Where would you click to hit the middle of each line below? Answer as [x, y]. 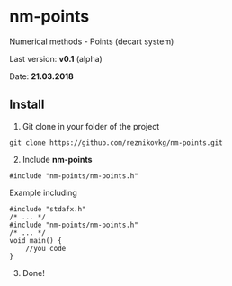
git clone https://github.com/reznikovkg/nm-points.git [116, 143]
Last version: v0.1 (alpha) [56, 58]
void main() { [36, 240]
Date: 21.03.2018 [41, 76]
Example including [44, 192]
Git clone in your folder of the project [91, 126]
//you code [46, 248]
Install [27, 105]
